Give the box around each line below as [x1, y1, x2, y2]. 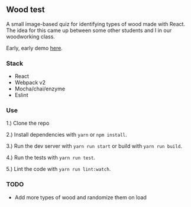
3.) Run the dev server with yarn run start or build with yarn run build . [6, 143, 182, 150]
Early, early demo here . [6, 44, 63, 51]
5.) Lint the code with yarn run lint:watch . [6, 166, 111, 173]
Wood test [6, 5, 46, 15]
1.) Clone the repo [6, 119, 50, 127]
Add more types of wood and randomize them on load [14, 193, 147, 200]
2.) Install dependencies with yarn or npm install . [6, 131, 127, 138]
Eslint [14, 92, 28, 99]
